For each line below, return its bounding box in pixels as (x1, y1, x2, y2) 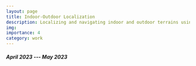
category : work (6, 35, 43, 41)
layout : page (6, 8, 38, 14)
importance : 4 (6, 30, 41, 36)
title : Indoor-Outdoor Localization (6, 14, 95, 20)
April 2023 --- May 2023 (6, 53, 68, 60)
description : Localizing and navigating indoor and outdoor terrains (6, 19, 179, 25)
